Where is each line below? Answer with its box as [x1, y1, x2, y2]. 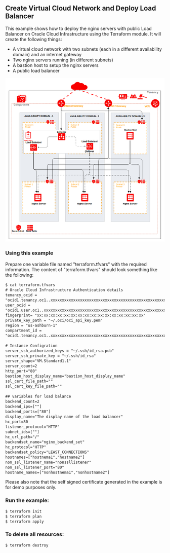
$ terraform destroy [5, 543, 49, 548]
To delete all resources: [5, 531, 64, 538]
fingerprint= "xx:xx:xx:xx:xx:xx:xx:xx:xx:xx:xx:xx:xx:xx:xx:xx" [5, 313, 146, 318]
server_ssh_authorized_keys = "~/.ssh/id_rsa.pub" [5, 348, 114, 353]
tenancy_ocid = [5, 292, 37, 298]
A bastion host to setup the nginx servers [12, 62, 99, 68]
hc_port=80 [5, 419, 28, 424]
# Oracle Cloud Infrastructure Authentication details [5, 287, 123, 292]
